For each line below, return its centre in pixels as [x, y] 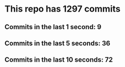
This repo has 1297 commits [62, 9]
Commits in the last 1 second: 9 [53, 27]
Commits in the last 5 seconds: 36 [57, 43]
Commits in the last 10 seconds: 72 [59, 60]
